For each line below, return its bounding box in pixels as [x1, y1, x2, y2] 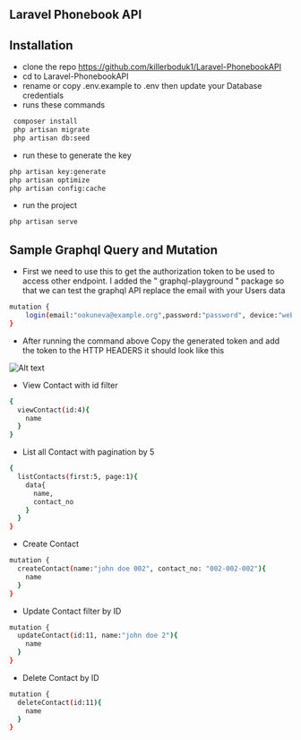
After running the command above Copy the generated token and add [21, 335, 280, 346]
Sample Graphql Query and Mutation [9, 242, 218, 257]
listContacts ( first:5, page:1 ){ [17, 473, 139, 482]
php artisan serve [9, 217, 78, 227]
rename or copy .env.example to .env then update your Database [21, 81, 262, 91]
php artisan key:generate [9, 167, 106, 176]
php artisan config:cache [9, 184, 106, 193]
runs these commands [21, 100, 106, 110]
